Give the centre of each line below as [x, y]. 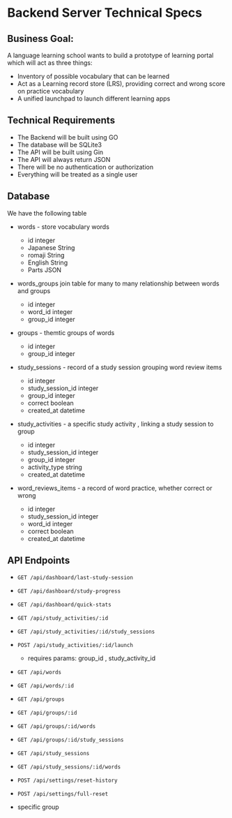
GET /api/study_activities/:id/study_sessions [86, 632]
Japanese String [51, 247]
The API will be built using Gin [60, 152]
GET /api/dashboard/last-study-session [75, 578]
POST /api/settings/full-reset [63, 794]
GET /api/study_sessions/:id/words [69, 767]
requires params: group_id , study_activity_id [92, 658]
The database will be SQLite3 [60, 144]
